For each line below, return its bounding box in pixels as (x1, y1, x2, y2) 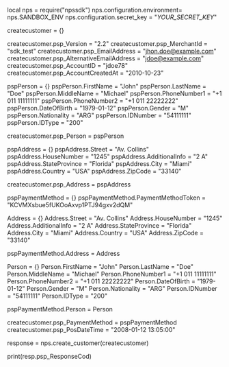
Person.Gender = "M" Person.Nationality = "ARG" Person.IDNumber (26, 285, 217, 292)
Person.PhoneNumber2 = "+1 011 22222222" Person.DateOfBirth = (7, 277, 196, 285)
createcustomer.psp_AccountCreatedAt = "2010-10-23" (7, 69, 164, 77)
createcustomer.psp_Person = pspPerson (7, 132, 124, 140)
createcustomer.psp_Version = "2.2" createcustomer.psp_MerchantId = (7, 40, 208, 47)
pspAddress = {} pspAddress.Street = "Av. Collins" (7, 145, 149, 153)
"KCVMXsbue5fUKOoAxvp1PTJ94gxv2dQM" (7, 201, 133, 209)
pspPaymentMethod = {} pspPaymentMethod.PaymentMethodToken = (7, 193, 206, 202)
